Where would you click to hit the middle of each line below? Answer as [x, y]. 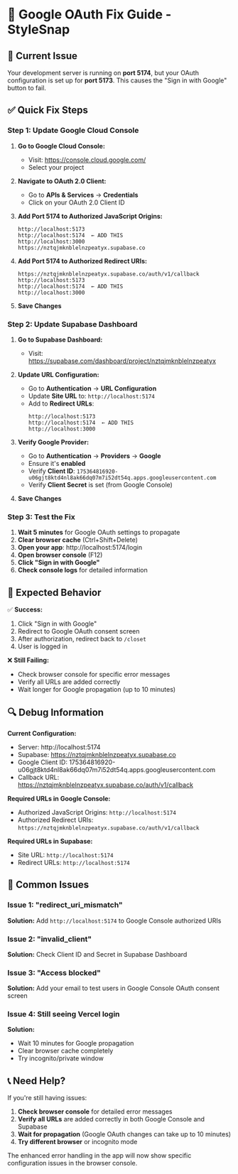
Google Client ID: [42, 762]
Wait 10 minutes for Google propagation [76, 1043]
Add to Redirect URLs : [61, 403]
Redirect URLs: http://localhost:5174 [74, 862]
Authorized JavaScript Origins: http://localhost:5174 [97, 812]
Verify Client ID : [52, 471]
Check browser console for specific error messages [94, 675]
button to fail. [27, 88]
